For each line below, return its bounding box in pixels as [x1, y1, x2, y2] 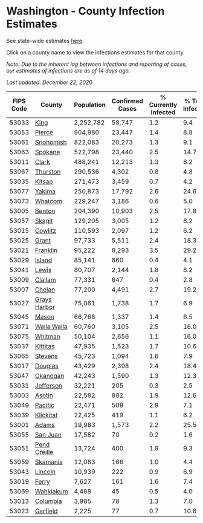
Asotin [34, 391, 53, 400]
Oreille [34, 447, 54, 456]
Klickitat [34, 411, 58, 419]
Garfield [34, 507, 58, 515]
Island [34, 256, 53, 264]
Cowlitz [34, 226, 56, 235]
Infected [150, 108, 176, 116]
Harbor [34, 302, 56, 311]
